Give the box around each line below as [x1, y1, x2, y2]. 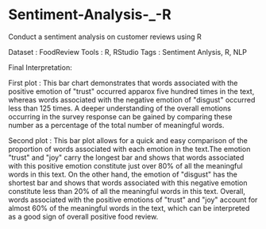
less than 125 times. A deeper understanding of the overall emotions [8, 103, 232, 113]
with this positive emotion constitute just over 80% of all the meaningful [8, 161, 244, 170]
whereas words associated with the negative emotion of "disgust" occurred [8, 95, 256, 104]
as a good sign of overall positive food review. [8, 212, 159, 221]
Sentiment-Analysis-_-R [8, 6, 172, 24]
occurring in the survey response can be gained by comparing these [8, 111, 233, 121]
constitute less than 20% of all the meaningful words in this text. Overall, [8, 186, 246, 196]
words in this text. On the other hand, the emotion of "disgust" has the [8, 169, 238, 179]
